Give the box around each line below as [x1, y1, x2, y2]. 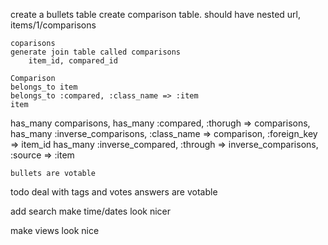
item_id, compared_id [28, 56, 118, 66]
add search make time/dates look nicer [10, 205, 172, 217]
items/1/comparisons [10, 19, 97, 31]
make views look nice [10, 225, 100, 236]
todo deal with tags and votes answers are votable [10, 186, 218, 198]
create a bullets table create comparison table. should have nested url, [10, 9, 302, 20]
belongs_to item [10, 82, 78, 92]
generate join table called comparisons [10, 47, 182, 57]
